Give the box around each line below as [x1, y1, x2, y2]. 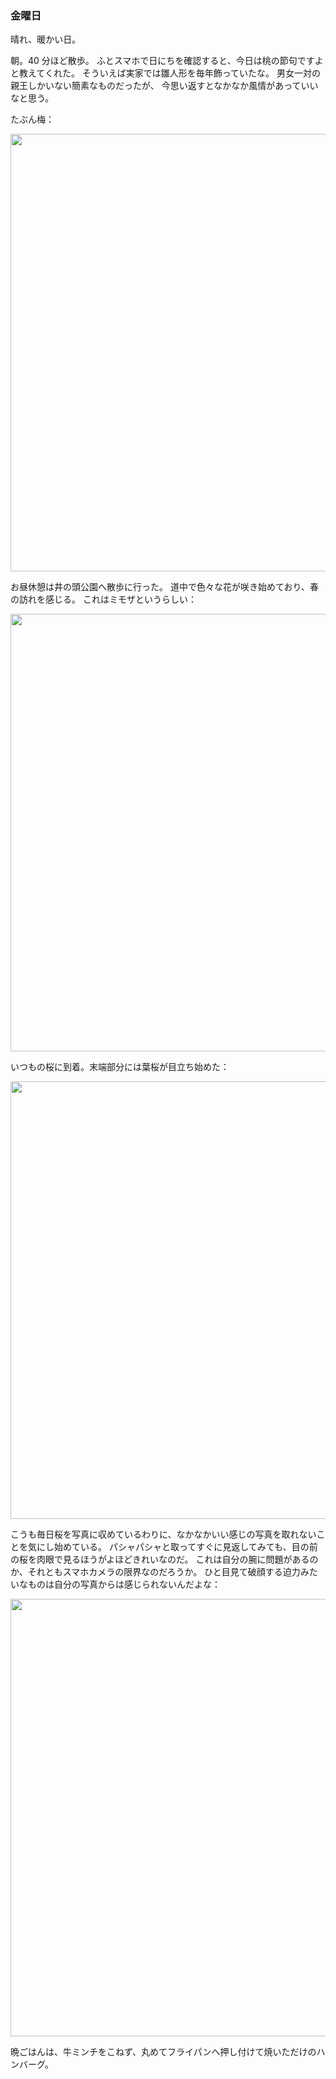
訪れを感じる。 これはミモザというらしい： [18, 593, 197, 606]
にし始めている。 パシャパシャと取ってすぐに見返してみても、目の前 [36, 1541, 318, 1553]
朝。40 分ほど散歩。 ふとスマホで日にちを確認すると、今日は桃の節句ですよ [10, 55, 324, 67]
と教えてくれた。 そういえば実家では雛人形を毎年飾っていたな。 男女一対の [10, 67, 322, 79]
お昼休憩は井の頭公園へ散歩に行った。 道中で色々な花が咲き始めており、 [10, 581, 310, 593]
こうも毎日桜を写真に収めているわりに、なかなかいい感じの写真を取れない [10, 1528, 317, 1541]
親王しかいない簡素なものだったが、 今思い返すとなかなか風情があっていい [10, 80, 319, 92]
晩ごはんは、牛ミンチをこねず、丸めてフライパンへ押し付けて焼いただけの [10, 2046, 317, 2058]
